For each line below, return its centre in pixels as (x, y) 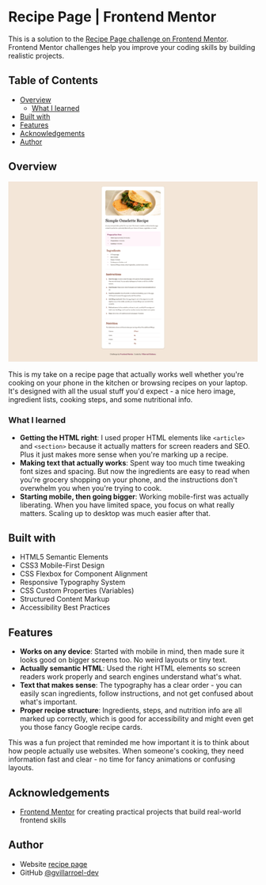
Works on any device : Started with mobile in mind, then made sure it (132, 651)
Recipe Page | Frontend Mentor (112, 17)
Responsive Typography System (72, 583)
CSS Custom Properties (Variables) (77, 591)
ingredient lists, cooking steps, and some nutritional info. (101, 400)
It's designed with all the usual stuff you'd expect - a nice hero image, (122, 391)
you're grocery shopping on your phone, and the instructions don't (128, 480)
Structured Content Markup (65, 599)
